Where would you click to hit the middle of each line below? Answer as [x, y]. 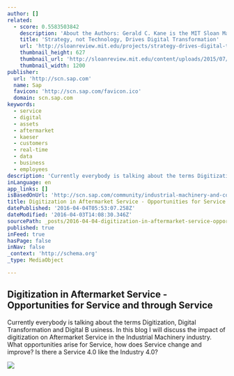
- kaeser [26, 137]
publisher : [23, 72]
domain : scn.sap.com [43, 98]
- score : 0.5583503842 [46, 27]
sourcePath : [24, 221]
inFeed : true [26, 234]
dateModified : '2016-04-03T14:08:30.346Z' [70, 215]
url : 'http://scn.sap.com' [53, 78]
